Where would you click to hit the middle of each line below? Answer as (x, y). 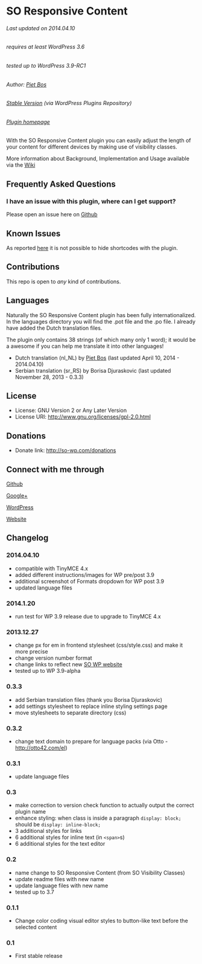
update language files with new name (62, 885)
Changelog (27, 538)
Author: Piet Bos (27, 84)
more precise (31, 652)
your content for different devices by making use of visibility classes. (92, 147)
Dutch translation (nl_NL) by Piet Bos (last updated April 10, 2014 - (97, 358)
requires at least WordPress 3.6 (46, 47)
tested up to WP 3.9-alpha (48, 671)
